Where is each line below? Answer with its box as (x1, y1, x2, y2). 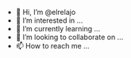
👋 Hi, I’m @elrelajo (15, 8, 76, 16)
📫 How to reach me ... (15, 42, 90, 50)
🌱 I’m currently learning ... (15, 24, 101, 33)
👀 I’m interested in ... (15, 16, 83, 25)
